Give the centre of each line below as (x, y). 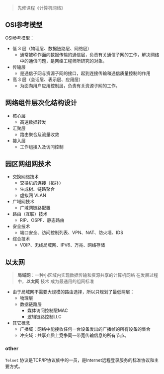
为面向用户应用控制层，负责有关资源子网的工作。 (70, 85)
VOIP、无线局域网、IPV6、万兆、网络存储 (62, 245)
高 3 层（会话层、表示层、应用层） (48, 79)
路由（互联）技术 (30, 214)
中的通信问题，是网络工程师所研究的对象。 (63, 61)
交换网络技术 (25, 177)
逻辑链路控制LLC (44, 317)
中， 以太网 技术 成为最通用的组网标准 (56, 281)
